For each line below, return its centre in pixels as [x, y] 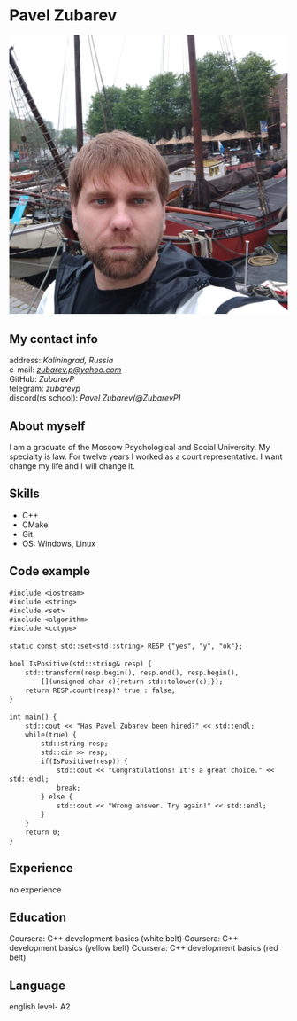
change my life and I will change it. [72, 466]
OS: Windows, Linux [58, 543]
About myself [47, 426]
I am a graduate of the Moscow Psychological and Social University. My [140, 448]
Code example [50, 571]
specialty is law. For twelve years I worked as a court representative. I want [146, 456]
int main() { [33, 717]
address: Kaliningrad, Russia [61, 361]
